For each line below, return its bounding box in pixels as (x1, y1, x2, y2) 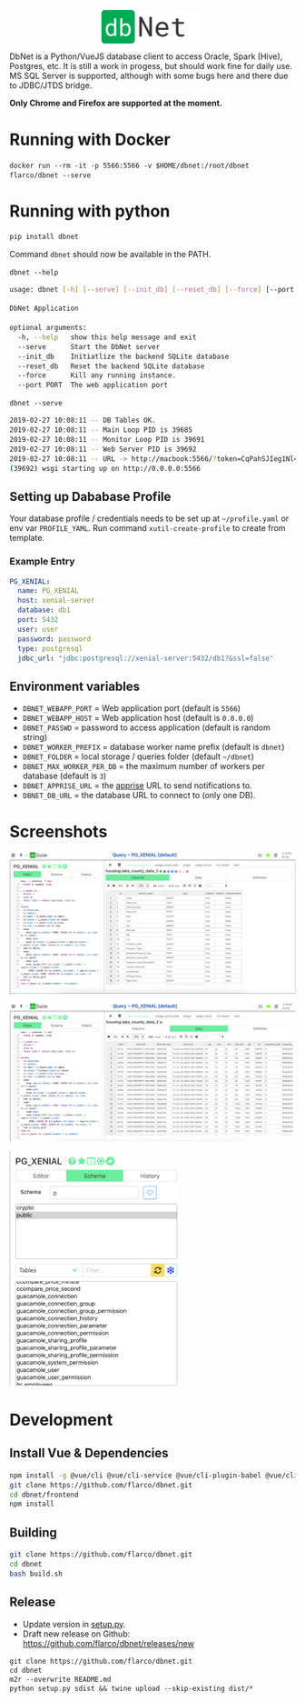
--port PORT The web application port (17, 381, 169, 390)
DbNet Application (9, 304, 79, 314)
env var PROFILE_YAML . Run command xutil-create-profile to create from (9, 523, 286, 534)
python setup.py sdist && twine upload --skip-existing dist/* (9, 1684, 254, 1693)
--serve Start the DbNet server (17, 342, 161, 351)
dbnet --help (9, 267, 59, 277)
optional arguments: (9, 324, 88, 333)
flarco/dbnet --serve (9, 170, 92, 180)
